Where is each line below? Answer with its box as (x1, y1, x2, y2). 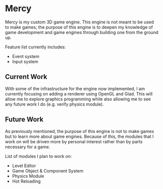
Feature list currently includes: (5, 44, 66, 50)
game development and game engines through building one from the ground (5, 29, 159, 35)
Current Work (5, 73, 48, 81)
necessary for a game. (5, 144, 50, 150)
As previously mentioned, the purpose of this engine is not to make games (5, 128, 154, 134)
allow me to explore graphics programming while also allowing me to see (5, 96, 151, 102)
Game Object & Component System (12, 168, 84, 173)
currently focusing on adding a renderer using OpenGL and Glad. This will (5, 91, 153, 96)
